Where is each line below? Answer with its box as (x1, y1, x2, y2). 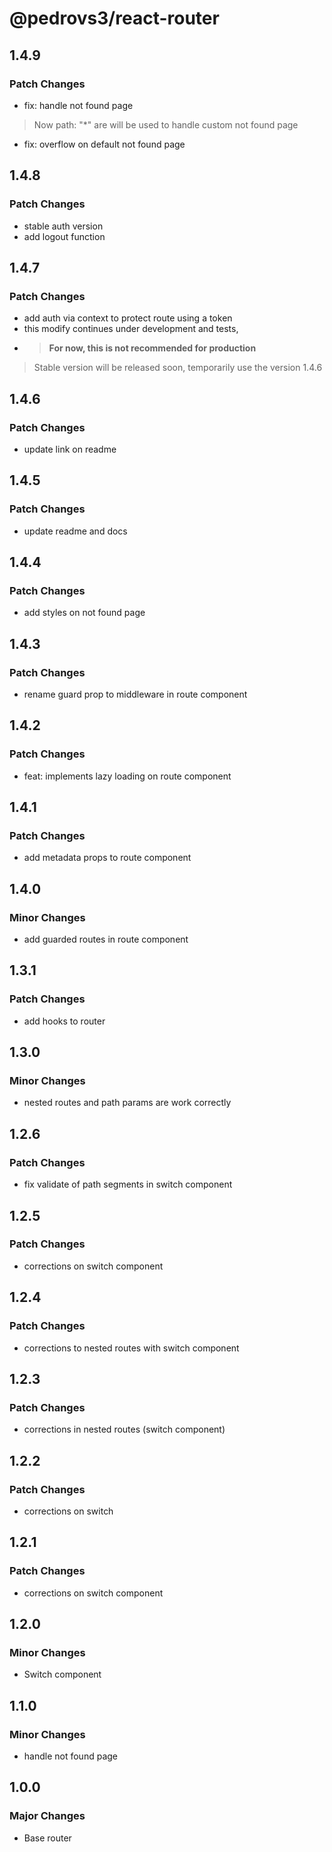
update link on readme (23, 443, 117, 455)
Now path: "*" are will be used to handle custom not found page (33, 118, 299, 131)
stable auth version (23, 220, 104, 232)
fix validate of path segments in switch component (23, 1178, 233, 1191)
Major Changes (9, 1809, 86, 1823)
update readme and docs (23, 525, 128, 537)
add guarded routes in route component (23, 933, 189, 946)
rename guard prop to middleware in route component (23, 688, 248, 700)
